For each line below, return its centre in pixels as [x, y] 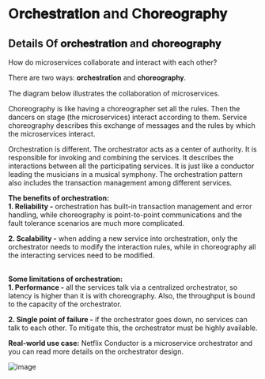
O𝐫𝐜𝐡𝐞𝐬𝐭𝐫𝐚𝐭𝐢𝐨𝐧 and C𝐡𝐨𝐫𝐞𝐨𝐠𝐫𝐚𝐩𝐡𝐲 [118, 14]
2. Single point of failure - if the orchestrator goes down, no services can [128, 319]
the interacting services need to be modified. [81, 255]
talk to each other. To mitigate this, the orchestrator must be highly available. [133, 328]
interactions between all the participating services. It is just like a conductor [131, 166]
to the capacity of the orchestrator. [65, 304]
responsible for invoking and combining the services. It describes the [121, 158]
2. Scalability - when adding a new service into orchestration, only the [123, 238]
